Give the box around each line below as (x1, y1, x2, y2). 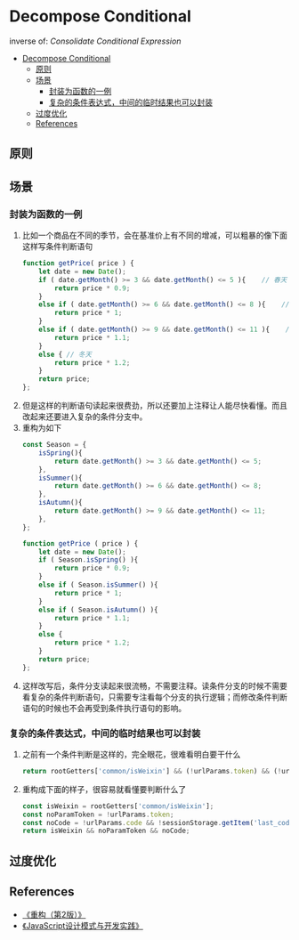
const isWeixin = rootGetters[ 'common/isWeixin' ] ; (21, 801, 214, 811)
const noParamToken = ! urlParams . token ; (21, 810, 174, 819)
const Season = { (21, 441, 87, 450)
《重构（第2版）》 (21, 909, 86, 920)
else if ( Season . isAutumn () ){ (38, 605, 158, 614)
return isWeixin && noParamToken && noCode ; (21, 826, 190, 836)
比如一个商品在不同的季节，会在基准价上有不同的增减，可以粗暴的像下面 (21, 230, 287, 241)
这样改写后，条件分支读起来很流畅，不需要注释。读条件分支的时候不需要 (21, 680, 287, 691)
